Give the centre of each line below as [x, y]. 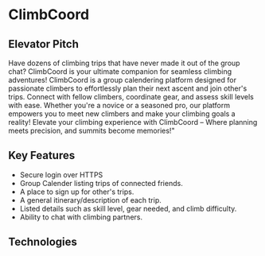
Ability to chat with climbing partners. [81, 217]
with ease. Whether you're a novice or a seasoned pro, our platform [119, 105]
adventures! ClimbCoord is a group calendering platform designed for [123, 80]
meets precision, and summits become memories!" [92, 130]
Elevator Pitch [44, 44]
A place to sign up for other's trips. [77, 192]
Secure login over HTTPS [61, 175]
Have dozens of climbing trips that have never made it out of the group [124, 63]
